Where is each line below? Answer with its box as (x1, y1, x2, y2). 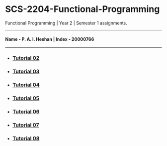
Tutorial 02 (12, 55, 40, 62)
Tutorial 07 (12, 121, 39, 128)
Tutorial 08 (12, 135, 40, 142)
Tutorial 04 (12, 81, 40, 88)
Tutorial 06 (12, 108, 40, 115)
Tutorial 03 (12, 68, 40, 75)
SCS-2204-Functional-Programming (5, 3, 160, 15)
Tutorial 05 (12, 95, 40, 102)
